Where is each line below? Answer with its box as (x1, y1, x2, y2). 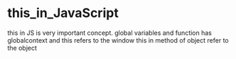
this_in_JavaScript (7, 5, 119, 21)
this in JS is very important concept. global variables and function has (7, 28, 212, 37)
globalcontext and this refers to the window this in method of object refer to (7, 36, 229, 44)
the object (7, 43, 38, 52)
